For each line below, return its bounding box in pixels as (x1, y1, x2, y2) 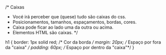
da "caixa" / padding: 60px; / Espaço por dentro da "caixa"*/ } (5, 45, 135, 50)
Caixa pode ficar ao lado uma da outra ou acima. (12, 24, 114, 30)
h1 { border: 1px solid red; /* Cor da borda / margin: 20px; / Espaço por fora (5, 39, 161, 45)
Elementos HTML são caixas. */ (12, 30, 78, 35)
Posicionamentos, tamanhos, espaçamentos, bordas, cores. (12, 19, 137, 25)
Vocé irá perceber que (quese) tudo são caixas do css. (12, 14, 127, 19)
